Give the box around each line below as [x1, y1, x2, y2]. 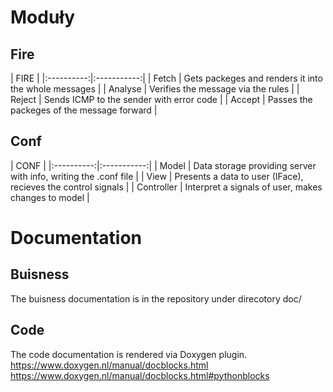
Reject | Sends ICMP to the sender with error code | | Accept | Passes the [10, 94, 313, 105]
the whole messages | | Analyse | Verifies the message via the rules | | [10, 83, 300, 95]
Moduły [10, 6, 76, 29]
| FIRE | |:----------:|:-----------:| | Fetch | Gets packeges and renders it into [10, 72, 323, 84]
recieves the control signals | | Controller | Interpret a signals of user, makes [10, 181, 323, 193]
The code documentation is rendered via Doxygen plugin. [10, 348, 248, 360]
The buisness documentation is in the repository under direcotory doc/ [10, 292, 302, 305]
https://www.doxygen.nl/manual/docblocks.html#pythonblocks [10, 369, 270, 381]
